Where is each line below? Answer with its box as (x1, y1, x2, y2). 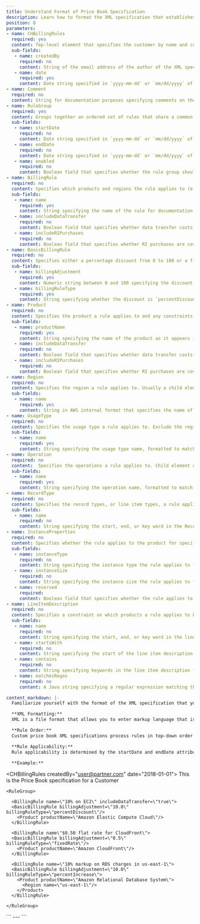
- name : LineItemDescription (6, 601, 79, 607)
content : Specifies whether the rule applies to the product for (11, 540, 177, 546)
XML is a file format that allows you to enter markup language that (11, 717, 187, 723)
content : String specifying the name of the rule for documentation (19, 208, 193, 214)
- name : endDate (14, 141, 55, 148)
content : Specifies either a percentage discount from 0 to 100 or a (11, 258, 187, 264)
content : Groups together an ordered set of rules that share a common (11, 114, 193, 120)
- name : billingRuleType (14, 285, 76, 292)
